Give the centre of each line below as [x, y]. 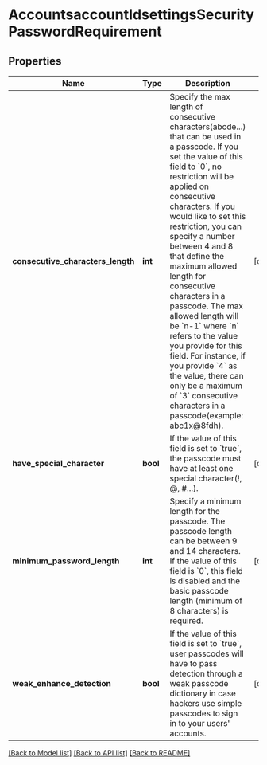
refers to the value [204, 336]
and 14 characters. [205, 551]
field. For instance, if [208, 356]
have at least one [201, 468]
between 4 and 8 [201, 246]
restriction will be [202, 177]
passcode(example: [207, 416]
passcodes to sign [204, 713]
